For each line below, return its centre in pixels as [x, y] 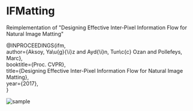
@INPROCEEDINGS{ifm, [36, 45]
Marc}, [14, 58]
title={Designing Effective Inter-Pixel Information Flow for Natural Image [95, 70]
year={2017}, [22, 83]
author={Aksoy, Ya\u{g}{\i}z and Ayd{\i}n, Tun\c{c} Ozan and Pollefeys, [94, 51]
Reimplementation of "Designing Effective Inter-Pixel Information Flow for [97, 27]
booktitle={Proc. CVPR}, [36, 64]
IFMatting [31, 11]
